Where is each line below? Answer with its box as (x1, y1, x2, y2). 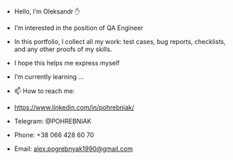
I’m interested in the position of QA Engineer (13, 23, 143, 32)
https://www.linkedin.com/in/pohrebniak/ (13, 103, 135, 112)
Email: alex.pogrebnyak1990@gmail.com (13, 144, 134, 153)
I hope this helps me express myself (13, 59, 120, 67)
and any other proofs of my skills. (13, 45, 112, 53)
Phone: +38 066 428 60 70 (13, 131, 94, 139)
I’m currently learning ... (13, 73, 84, 81)
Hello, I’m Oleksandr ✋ (13, 7, 80, 16)
